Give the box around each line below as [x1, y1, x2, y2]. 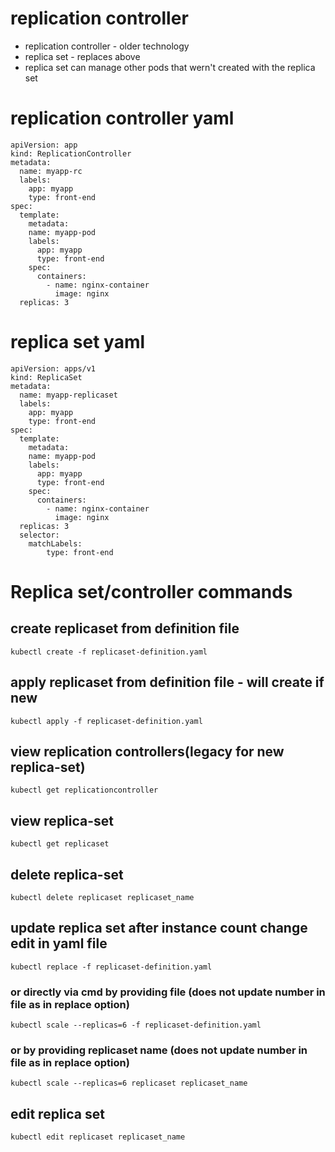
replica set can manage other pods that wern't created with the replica [24, 61, 316, 73]
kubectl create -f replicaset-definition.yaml [10, 647, 208, 657]
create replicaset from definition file [10, 620, 240, 637]
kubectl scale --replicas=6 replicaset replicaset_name [10, 1078, 248, 1089]
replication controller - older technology [24, 40, 190, 52]
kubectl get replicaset [10, 839, 110, 849]
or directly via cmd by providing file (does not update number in [10, 985, 326, 999]
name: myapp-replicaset [19, 390, 118, 400]
